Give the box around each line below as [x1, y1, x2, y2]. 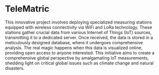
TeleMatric [5, 3, 49, 14]
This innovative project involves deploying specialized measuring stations [5, 19, 152, 25]
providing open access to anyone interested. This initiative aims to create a [5, 50, 155, 56]
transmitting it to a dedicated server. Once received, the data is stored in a [5, 35, 153, 40]
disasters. [5, 65, 25, 71]
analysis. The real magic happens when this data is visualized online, [5, 45, 143, 50]
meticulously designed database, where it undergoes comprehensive [5, 39, 143, 45]
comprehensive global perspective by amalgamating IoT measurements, [5, 55, 149, 61]
